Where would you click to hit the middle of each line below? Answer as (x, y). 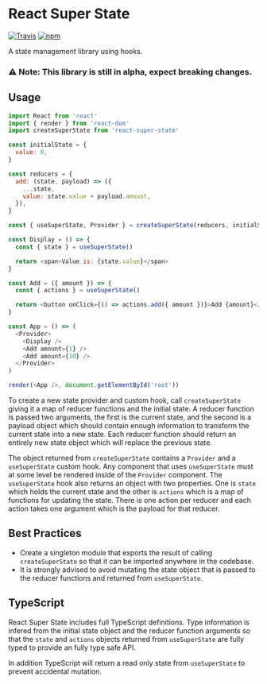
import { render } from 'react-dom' (69, 123)
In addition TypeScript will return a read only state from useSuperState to (127, 663)
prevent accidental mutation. (55, 671)
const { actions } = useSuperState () (78, 291)
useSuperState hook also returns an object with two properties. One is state (132, 483)
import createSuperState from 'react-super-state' (94, 131)
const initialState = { (48, 145)
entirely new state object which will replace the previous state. (110, 442)
